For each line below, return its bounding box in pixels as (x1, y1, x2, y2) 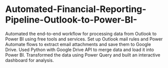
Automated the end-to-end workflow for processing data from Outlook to (5, 30, 157, 36)
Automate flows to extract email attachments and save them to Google (5, 41, 151, 47)
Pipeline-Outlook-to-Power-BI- (5, 14, 137, 25)
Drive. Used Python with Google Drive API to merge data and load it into (5, 46, 154, 52)
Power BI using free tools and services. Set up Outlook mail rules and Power (5, 36, 163, 42)
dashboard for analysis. (5, 57, 54, 63)
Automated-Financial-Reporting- (5, 3, 147, 15)
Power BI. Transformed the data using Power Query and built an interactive (5, 51, 161, 58)
